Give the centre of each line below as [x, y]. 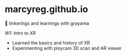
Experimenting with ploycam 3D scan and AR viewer [67, 48]
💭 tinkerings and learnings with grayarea [47, 23]
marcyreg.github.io [46, 9]
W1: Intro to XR [20, 33]
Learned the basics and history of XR [51, 43]
